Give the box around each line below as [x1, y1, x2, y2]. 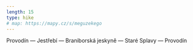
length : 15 [6, 9, 34, 15]
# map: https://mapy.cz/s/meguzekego [6, 20, 102, 26]
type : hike [6, 15, 34, 21]
